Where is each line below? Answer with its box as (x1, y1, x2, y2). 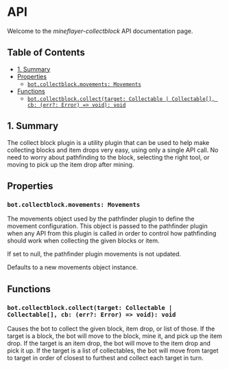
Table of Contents (7, 47, 86, 58)
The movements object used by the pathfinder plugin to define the (7, 214, 195, 223)
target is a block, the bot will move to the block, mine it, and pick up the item (7, 331, 223, 340)
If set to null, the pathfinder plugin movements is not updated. (7, 250, 182, 258)
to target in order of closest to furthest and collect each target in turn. (7, 353, 204, 361)
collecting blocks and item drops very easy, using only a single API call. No (7, 146, 219, 154)
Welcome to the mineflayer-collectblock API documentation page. (7, 27, 193, 35)
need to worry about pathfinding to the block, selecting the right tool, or (7, 153, 210, 161)
